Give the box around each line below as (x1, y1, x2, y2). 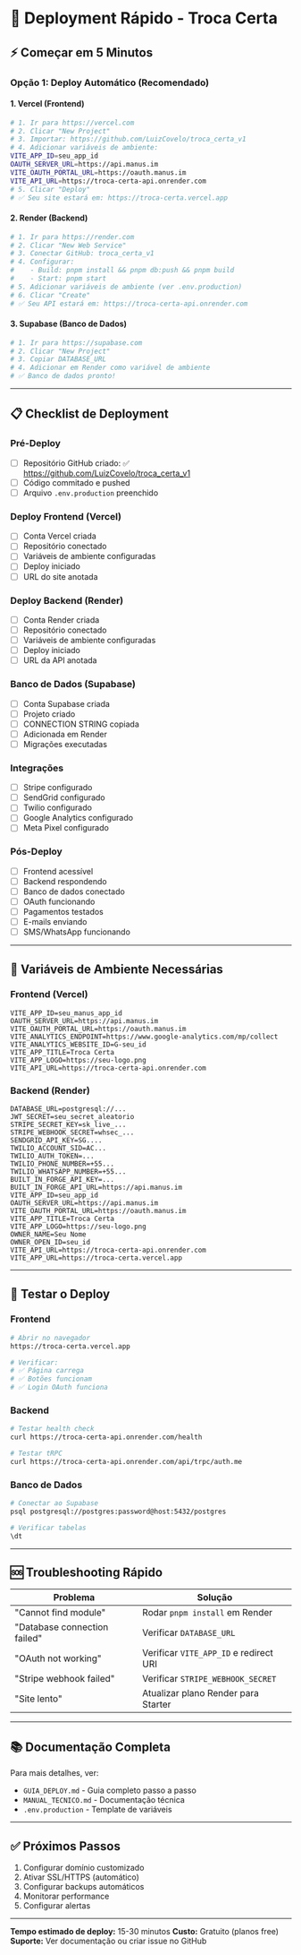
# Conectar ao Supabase (10, 1499, 99, 1508)
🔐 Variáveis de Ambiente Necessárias (10, 961, 224, 977)
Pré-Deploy (10, 437, 62, 450)
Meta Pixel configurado (22, 822, 110, 833)
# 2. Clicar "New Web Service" (10, 241, 127, 250)
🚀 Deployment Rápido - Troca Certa (10, 8, 278, 29)
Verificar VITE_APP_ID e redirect (142, 1647, 273, 1659)
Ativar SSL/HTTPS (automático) (22, 1872, 139, 1882)
